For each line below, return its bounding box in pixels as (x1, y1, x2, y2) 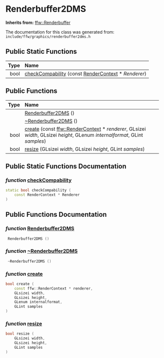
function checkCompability (5, 177, 72, 184)
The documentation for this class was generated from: (5, 29, 115, 35)
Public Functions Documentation (5, 211, 107, 219)
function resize (5, 320, 42, 327)
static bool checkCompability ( (5, 188, 71, 193)
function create (5, 270, 43, 277)
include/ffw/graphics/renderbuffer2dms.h (5, 34, 91, 39)
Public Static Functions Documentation (5, 162, 127, 170)
